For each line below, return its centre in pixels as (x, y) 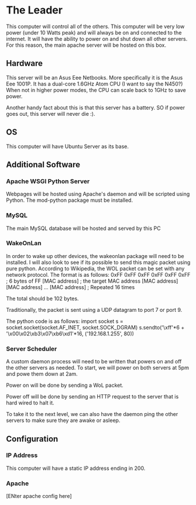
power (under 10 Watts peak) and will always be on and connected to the (94, 32)
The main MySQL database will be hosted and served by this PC (83, 228)
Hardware (24, 63)
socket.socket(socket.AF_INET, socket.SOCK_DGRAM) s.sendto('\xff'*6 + (95, 327)
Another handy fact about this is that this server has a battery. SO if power (96, 107)
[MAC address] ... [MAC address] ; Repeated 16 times (71, 287)
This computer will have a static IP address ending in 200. (76, 468)
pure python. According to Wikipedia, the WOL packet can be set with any (95, 268)
